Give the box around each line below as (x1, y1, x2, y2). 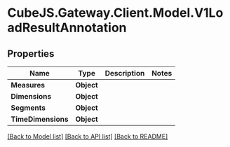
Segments (11, 103, 46, 113)
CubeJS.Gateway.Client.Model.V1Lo (7, 5, 224, 21)
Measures (11, 80, 46, 90)
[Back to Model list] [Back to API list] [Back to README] (7, 132, 168, 141)
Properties (7, 48, 55, 59)
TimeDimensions (11, 114, 69, 124)
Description (104, 69, 145, 78)
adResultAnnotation (7, 20, 128, 36)
